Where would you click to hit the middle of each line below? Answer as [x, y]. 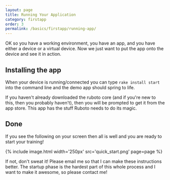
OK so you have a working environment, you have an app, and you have [80, 43]
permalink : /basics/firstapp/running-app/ [51, 29]
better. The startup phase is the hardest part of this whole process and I [80, 167]
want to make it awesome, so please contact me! [56, 172]
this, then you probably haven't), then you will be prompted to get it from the [85, 102]
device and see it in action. [33, 54]
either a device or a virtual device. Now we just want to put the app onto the [84, 49]
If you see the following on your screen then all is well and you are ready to [84, 136]
